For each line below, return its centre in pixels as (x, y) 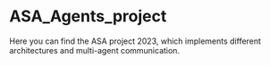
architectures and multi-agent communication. (95, 50)
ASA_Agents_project (88, 16)
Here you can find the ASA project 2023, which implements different (135, 41)
